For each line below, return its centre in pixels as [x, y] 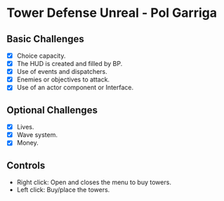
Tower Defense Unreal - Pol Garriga [112, 13]
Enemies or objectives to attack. [63, 79]
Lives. [25, 127]
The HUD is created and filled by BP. [70, 64]
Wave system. [37, 135]
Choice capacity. [41, 56]
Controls [26, 166]
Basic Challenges [46, 39]
